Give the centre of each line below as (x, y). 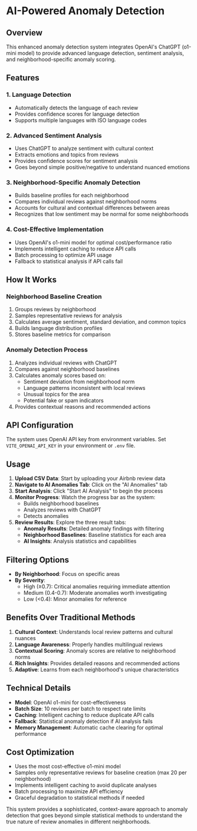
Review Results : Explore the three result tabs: (70, 522)
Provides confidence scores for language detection (77, 114)
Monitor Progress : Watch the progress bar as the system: (85, 497)
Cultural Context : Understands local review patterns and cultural (93, 632)
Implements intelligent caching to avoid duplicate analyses (86, 785)
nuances (25, 638)
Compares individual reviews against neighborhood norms (86, 201)
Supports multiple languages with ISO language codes (81, 120)
